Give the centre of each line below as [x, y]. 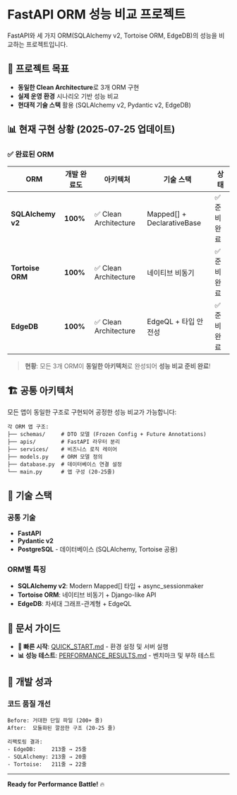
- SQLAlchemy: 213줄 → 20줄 [47, 757]
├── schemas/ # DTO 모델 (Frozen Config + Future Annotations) [107, 435]
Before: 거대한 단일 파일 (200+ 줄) [55, 720]
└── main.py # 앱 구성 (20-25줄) [61, 472]
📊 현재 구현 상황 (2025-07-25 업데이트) [91, 129]
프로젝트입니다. [47, 44]
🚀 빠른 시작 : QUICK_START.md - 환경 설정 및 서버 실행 [93, 647]
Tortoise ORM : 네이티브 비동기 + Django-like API [87, 595]
